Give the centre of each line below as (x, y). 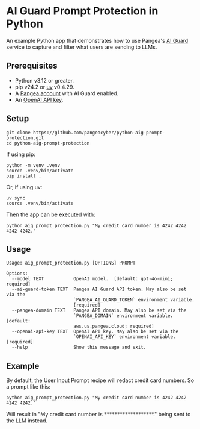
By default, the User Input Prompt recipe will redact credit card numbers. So (100, 380)
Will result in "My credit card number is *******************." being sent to (98, 415)
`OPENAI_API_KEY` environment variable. (124, 337)
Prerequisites (32, 66)
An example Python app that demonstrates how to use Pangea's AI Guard (97, 40)
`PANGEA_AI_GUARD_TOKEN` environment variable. (134, 300)
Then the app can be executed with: (51, 214)
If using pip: (21, 154)
